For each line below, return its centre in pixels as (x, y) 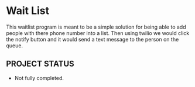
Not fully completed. (39, 78)
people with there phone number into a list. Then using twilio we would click (98, 33)
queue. (15, 46)
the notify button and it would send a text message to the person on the (93, 39)
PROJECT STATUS (40, 64)
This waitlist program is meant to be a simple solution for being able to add (96, 27)
